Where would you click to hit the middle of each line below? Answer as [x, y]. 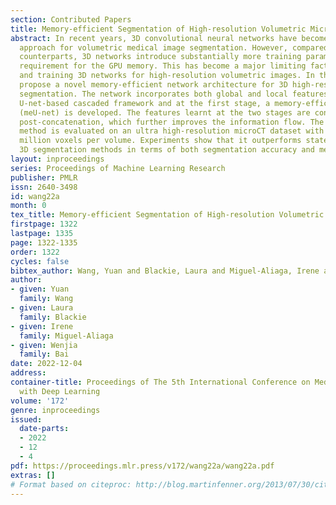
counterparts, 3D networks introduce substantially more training [160, 57]
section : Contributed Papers [71, 19]
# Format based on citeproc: [71, 484]
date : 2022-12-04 [46, 364]
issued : [26, 419]
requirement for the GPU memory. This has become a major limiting [163, 66]
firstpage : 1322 [44, 224]
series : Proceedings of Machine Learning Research [118, 168]
